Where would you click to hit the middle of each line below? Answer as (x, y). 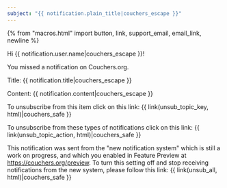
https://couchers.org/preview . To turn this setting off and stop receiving (108, 163)
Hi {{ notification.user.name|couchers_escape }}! (76, 54)
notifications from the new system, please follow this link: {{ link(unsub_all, (112, 169)
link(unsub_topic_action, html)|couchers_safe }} (74, 134)
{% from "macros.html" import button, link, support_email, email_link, (104, 33)
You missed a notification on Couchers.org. (68, 67)
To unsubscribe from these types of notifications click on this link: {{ (103, 127)
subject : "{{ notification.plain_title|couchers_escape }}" (95, 13)
